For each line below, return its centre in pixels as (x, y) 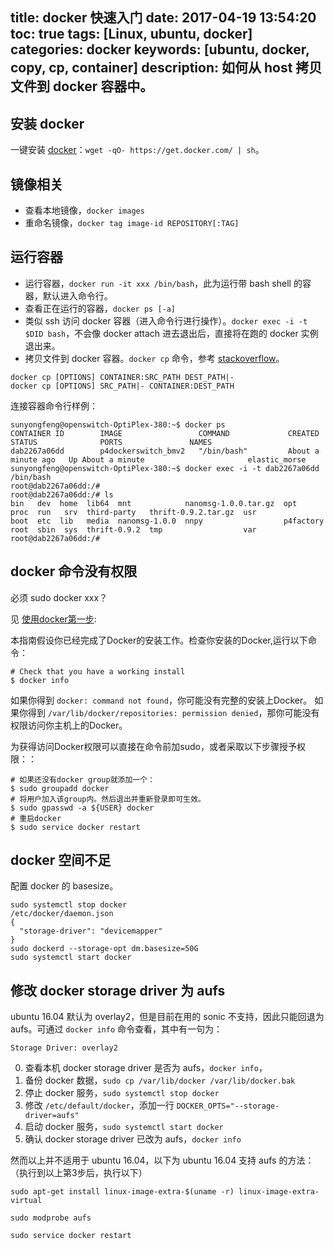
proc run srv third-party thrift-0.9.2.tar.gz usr (133, 512)
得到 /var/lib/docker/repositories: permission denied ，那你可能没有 (173, 712)
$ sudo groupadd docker (60, 788)
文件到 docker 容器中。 (82, 86)
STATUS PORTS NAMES (111, 442)
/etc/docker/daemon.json (62, 914)
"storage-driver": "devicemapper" (91, 931)
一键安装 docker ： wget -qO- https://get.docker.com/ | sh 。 (137, 150)
